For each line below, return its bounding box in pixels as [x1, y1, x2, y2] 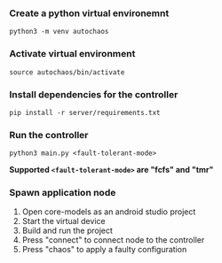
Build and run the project [21, 225, 114, 236]
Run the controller [9, 128, 89, 141]
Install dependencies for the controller [9, 88, 178, 100]
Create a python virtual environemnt [9, 7, 170, 19]
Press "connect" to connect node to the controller [21, 235, 205, 245]
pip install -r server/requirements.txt [9, 108, 162, 117]
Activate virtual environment [9, 48, 136, 60]
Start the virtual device [21, 216, 106, 227]
